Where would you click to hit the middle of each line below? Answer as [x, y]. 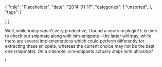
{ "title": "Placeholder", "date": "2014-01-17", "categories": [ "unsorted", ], [79, 7]
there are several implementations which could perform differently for [75, 41]
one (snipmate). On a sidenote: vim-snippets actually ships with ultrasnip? [79, 51]
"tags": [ [13, 12]
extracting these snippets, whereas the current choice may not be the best [80, 46]
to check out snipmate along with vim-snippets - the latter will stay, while [78, 36]
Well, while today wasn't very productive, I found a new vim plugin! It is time [81, 31]
